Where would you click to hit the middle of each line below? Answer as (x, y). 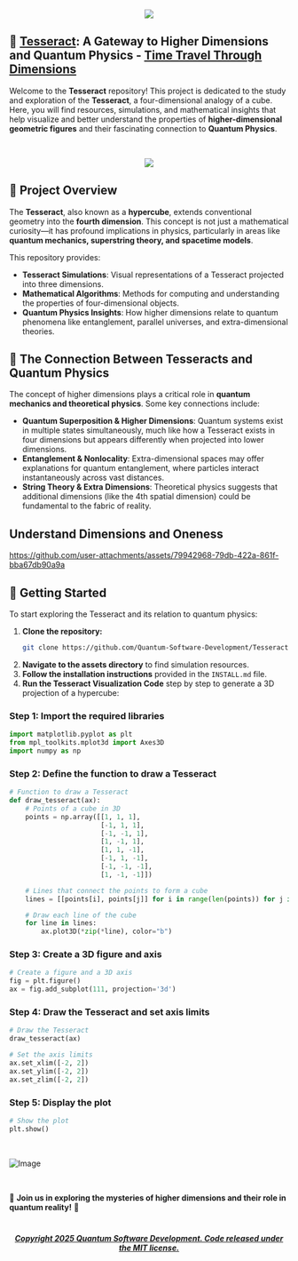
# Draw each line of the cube (81, 915)
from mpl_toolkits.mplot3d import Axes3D (87, 743)
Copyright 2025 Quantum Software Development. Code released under (149, 1238)
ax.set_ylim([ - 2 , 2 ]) (49, 1071)
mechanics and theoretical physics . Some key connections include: (134, 403)
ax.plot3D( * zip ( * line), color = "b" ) (107, 932)
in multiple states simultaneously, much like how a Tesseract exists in (149, 430)
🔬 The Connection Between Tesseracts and (131, 359)
